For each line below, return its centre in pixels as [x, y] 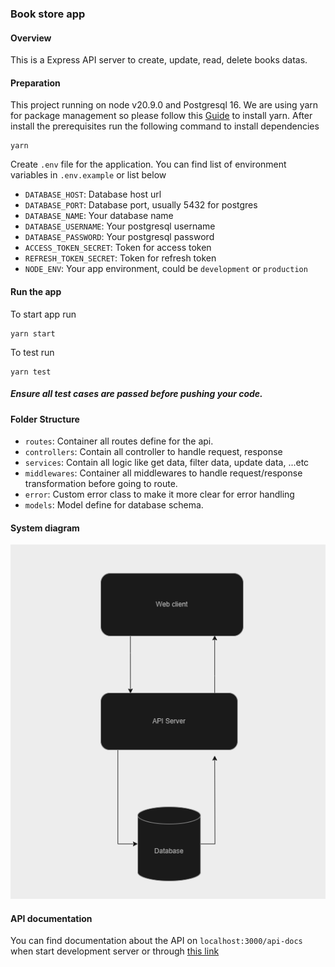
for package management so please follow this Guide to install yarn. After [161, 116]
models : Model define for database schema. [114, 505]
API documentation [51, 918]
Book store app [48, 14]
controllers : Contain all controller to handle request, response [153, 452]
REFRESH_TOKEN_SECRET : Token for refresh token [120, 258]
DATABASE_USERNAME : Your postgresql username [120, 226]
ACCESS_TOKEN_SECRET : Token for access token [118, 248]
